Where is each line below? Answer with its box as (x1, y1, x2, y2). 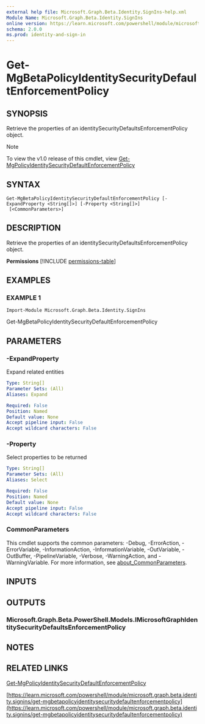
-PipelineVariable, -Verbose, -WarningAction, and (33, 552, 157, 559)
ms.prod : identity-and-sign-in (6, 32, 86, 38)
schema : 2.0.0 (6, 26, 43, 32)
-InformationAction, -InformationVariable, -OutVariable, (42, 546, 181, 553)
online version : (6, 20, 48, 26)
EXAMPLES (6, 275, 51, 285)
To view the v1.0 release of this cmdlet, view (6, 155, 118, 162)
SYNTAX (6, 179, 41, 190)
